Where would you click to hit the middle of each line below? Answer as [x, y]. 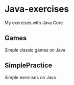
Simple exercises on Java [30, 77]
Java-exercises [37, 9]
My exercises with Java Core [34, 23]
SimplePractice [28, 66]
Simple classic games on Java [35, 50]
